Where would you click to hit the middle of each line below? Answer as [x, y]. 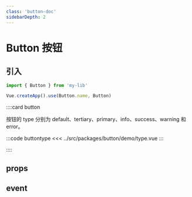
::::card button [23, 107]
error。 [15, 126]
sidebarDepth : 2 [26, 17]
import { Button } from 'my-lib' [47, 85]
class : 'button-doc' [31, 11]
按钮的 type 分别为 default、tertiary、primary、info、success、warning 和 [96, 119]
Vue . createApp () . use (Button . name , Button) [59, 96]
